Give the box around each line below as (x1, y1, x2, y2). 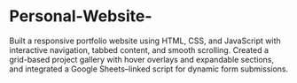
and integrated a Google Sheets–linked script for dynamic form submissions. (9, 64, 289, 74)
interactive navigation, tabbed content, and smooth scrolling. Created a (9, 44, 269, 55)
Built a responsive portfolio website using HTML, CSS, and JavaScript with (9, 35, 281, 46)
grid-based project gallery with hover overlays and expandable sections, (9, 54, 275, 64)
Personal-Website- (9, 6, 152, 26)
